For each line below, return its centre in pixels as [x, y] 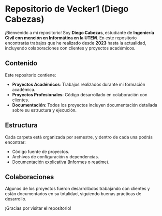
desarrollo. [16, 199]
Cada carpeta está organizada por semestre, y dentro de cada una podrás [79, 137]
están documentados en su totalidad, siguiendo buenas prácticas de [73, 194]
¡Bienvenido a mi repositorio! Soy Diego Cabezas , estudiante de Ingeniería [80, 32]
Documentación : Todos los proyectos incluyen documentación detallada [85, 105]
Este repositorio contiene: [31, 75]
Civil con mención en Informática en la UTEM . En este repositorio [71, 38]
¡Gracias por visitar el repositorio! [38, 208]
